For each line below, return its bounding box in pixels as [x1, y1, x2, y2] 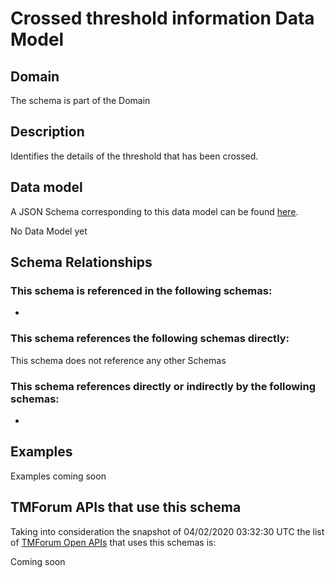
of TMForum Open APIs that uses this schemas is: [10, 536, 217, 548]
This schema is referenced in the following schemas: [10, 283, 273, 297]
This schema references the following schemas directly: [10, 332, 290, 346]
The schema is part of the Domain [10, 95, 151, 106]
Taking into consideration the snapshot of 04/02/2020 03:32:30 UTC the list [10, 525, 325, 537]
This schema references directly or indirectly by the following [10, 379, 317, 393]
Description [10, 123, 85, 141]
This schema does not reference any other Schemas [10, 354, 227, 366]
